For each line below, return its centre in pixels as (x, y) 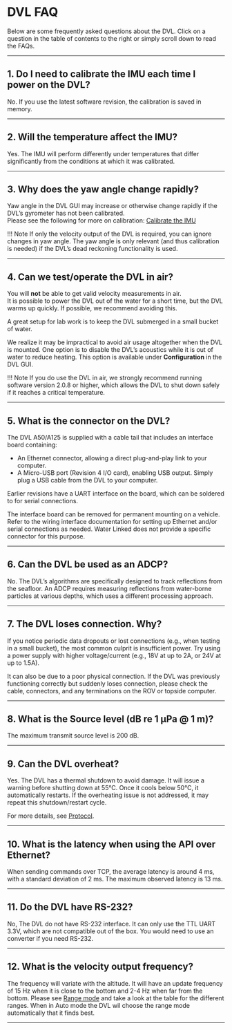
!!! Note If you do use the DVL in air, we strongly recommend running (105, 378)
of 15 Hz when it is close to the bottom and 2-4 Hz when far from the (105, 991)
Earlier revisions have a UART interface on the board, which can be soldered (116, 494)
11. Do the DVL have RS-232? (70, 907)
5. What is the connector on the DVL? (89, 421)
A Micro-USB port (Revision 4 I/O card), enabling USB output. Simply (115, 473)
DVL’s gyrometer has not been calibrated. (66, 213)
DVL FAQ (33, 12)
